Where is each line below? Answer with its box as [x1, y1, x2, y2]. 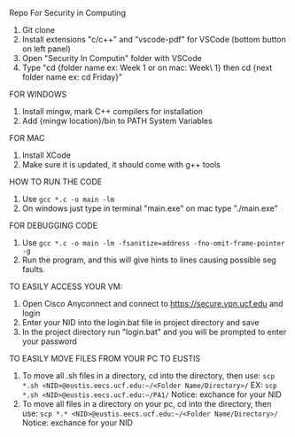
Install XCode [21, 150, 71, 160]
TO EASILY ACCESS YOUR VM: [9, 281, 123, 292]
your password [21, 336, 77, 347]
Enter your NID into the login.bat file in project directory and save [21, 317, 260, 327]
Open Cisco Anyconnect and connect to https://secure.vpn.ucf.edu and [21, 299, 283, 308]
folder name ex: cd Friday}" [21, 72, 122, 82]
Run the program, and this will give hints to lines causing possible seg [21, 254, 276, 265]
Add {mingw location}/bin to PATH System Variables [21, 115, 213, 126]
